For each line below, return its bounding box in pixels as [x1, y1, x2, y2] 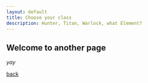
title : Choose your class [6, 15, 72, 21]
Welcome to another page [6, 42, 106, 53]
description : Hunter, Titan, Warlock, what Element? [6, 20, 143, 26]
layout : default [6, 8, 47, 15]
